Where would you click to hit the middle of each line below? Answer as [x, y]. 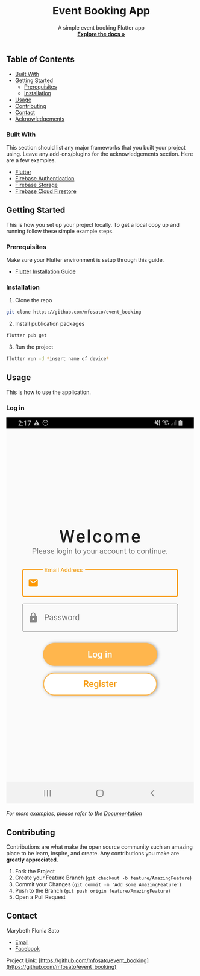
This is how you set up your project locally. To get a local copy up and [93, 224]
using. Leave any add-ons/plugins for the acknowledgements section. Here [100, 154]
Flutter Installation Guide [45, 271]
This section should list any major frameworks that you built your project [96, 148]
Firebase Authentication [45, 179]
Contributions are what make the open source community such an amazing [99, 847]
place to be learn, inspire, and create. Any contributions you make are [93, 853]
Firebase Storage [36, 185]
